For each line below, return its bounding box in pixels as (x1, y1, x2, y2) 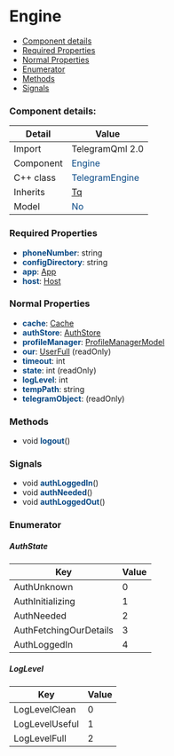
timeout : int (21, 355, 66, 366)
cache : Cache (21, 318, 75, 328)
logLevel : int (21, 374, 68, 385)
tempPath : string (21, 383, 85, 394)
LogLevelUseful (13, 718, 80, 730)
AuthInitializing (13, 595, 75, 608)
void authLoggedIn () (21, 477, 99, 489)
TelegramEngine (71, 171, 140, 184)
